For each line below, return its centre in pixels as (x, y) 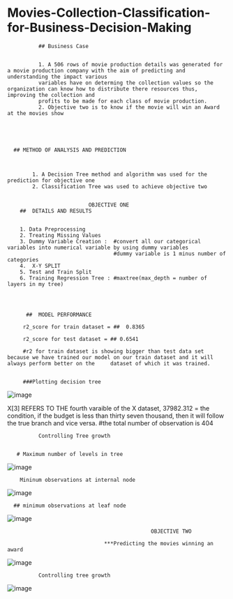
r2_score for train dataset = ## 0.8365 (84, 327)
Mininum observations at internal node (78, 480)
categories (23, 259)
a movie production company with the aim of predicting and (97, 70)
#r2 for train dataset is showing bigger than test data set (113, 351)
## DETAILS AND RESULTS (56, 211)
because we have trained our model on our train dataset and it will (111, 357)
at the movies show (36, 113)
